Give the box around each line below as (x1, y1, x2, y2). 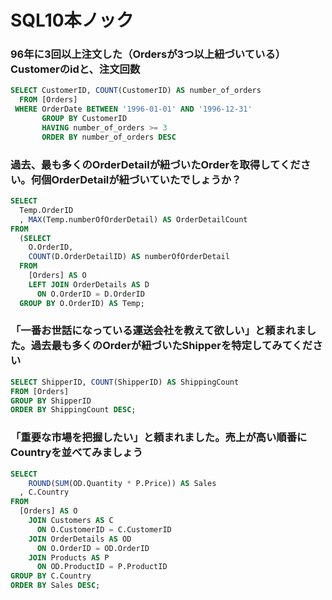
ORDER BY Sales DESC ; (10, 581, 101, 591)
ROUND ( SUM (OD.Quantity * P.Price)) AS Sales (28, 478, 217, 488)
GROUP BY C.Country (10, 571, 92, 581)
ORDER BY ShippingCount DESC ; (10, 405, 137, 415)
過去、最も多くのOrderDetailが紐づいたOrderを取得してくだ (10, 157, 301, 171)
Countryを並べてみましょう (10, 446, 143, 460)
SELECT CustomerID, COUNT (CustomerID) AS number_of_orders (10, 86, 262, 96)
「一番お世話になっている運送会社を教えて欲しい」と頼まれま (10, 324, 307, 338)
